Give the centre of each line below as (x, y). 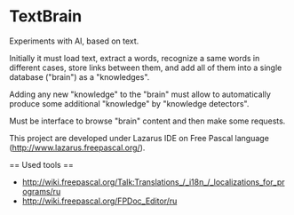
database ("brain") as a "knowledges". (79, 76)
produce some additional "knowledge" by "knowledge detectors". (129, 103)
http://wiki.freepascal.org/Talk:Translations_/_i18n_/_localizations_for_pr (153, 182)
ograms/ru (41, 191)
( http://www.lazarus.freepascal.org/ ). (77, 147)
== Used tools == (41, 164)
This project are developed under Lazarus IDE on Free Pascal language (139, 138)
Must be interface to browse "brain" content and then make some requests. (147, 121)
